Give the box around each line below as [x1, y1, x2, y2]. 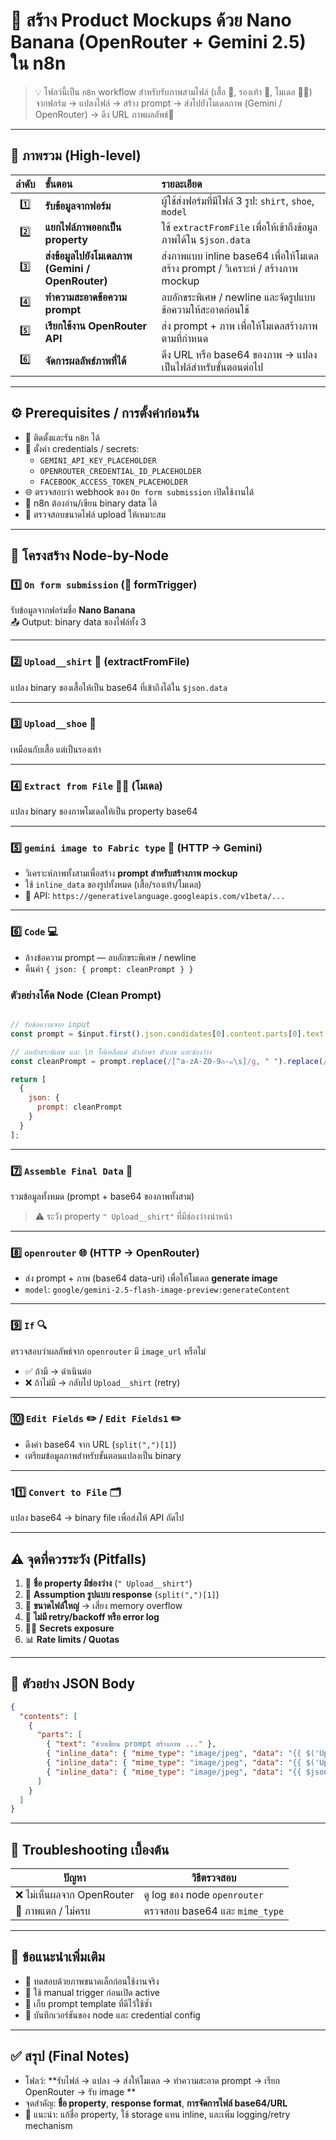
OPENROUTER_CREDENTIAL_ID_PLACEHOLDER [39, 466, 202, 476]
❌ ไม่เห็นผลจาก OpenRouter [15, 1888, 135, 1902]
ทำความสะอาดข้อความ [44, 290, 128, 304]
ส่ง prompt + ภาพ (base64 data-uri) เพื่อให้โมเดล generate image [24, 1272, 278, 1284]
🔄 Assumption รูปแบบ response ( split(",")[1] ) [24, 1588, 220, 1600]
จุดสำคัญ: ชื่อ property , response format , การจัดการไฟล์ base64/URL [24, 2097, 288, 2109]
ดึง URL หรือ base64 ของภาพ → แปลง [161, 347, 318, 361]
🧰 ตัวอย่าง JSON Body [10, 1675, 136, 1693]
